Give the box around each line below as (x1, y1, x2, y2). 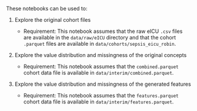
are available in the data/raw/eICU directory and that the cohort (23, 34, 176, 41)
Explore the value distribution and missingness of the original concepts (14, 52, 187, 58)
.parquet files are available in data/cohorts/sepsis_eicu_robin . (23, 41, 176, 47)
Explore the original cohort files (14, 16, 91, 23)
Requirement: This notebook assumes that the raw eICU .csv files (23, 28, 183, 35)
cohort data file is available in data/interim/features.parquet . (23, 98, 174, 105)
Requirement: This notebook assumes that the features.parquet (23, 92, 179, 99)
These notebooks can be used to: (6, 5, 88, 12)
